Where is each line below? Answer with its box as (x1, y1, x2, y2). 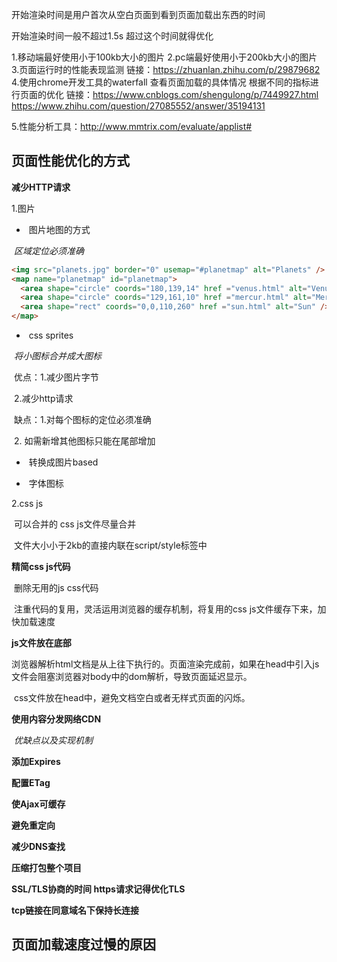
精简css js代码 (11, 561, 71, 573)
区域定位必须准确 (13, 244, 84, 257)
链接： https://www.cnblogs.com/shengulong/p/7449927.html (65, 89, 319, 100)
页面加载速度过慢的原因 (11, 936, 156, 953)
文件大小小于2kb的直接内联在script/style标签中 (13, 539, 208, 552)
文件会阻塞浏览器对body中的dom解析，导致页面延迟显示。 (11, 671, 253, 683)
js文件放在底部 (11, 637, 72, 649)
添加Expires (11, 756, 61, 768)
